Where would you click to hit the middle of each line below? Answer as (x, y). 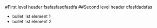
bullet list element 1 (31, 16)
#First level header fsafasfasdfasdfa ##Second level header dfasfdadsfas (79, 7)
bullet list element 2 (32, 21)
